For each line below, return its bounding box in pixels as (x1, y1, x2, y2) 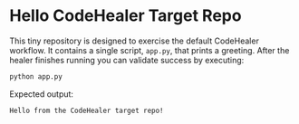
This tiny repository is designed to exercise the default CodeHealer (9, 35, 260, 46)
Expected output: (9, 88, 74, 100)
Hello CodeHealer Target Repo (9, 5, 242, 26)
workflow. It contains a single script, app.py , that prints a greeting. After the (9, 44, 290, 55)
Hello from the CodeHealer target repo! (9, 106, 165, 115)
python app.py (9, 72, 63, 81)
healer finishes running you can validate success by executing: (9, 54, 245, 65)
